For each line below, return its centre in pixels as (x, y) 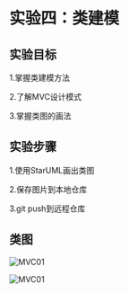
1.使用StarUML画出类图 (52, 170)
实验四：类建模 (64, 18)
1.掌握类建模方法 (39, 78)
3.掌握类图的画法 (40, 116)
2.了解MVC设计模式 (46, 97)
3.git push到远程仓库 (47, 209)
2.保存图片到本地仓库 (48, 189)
